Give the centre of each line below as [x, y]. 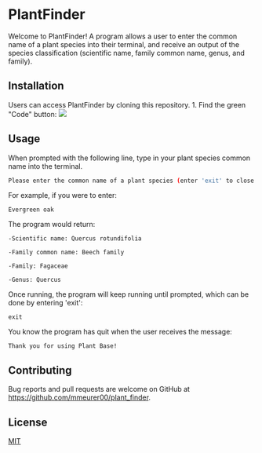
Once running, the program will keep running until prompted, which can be [129, 294]
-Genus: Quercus [35, 280]
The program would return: [52, 225]
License [28, 422]
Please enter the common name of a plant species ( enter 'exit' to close [131, 181]
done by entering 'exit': [45, 303]
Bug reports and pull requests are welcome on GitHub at [99, 389]
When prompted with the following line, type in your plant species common [129, 158]
